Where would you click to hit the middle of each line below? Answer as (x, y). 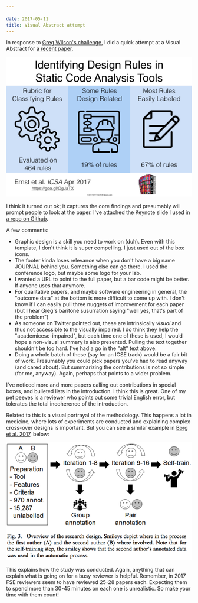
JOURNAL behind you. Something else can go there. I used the (91, 267)
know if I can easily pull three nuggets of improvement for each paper (99, 304)
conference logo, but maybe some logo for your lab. (78, 273)
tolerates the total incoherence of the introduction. (67, 404)
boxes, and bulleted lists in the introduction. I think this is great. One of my (96, 391)
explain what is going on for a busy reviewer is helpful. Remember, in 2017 (96, 576)
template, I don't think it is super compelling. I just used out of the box (99, 248)
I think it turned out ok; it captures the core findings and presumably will (93, 206)
